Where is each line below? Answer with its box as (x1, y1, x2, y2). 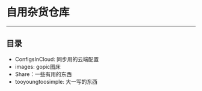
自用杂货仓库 (6, 5, 70, 19)
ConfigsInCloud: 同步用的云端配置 (14, 55, 99, 63)
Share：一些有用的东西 (14, 70, 72, 78)
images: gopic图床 (14, 63, 61, 70)
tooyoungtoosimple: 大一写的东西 (14, 78, 98, 85)
